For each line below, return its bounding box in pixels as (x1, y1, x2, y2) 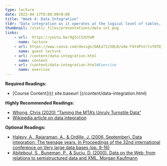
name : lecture (18, 40, 48, 45)
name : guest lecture (18, 49, 61, 54)
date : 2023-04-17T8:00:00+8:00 (5, 12, 70, 17)
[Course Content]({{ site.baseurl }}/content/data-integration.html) (12, 90, 147, 96)
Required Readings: (5, 81, 47, 87)
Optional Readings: (5, 124, 46, 130)
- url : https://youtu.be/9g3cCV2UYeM (14, 35, 94, 40)
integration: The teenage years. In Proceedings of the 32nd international (12, 139, 161, 145)
